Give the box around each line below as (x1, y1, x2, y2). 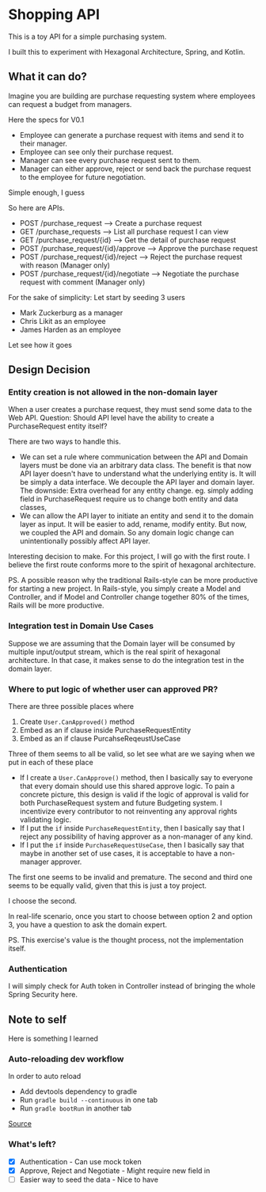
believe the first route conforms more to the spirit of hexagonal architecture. (8, 560, 256, 569)
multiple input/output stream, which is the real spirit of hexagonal (8, 647, 221, 657)
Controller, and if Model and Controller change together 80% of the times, (8, 592, 249, 602)
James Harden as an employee (19, 325, 121, 334)
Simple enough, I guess (8, 188, 85, 197)
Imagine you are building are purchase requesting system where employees (8, 91, 256, 101)
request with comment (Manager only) (19, 277, 146, 287)
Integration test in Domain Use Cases (8, 620, 154, 631)
